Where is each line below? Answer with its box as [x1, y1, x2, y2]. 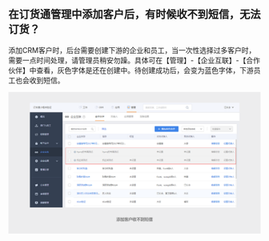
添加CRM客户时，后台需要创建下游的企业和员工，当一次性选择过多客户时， [8, 45, 256, 54]
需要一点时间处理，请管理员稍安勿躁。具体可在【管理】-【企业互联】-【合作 [8, 55, 260, 65]
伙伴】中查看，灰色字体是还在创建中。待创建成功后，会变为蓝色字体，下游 [8, 65, 254, 74]
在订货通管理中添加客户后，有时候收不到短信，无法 [8, 7, 261, 22]
